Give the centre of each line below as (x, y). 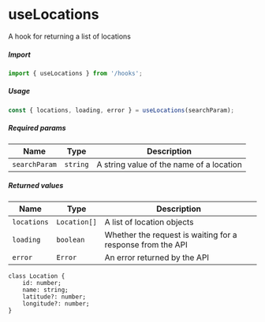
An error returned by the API (157, 257)
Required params (37, 128)
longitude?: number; (56, 303)
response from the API (146, 244)
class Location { (37, 276)
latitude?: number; (54, 297)
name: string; (45, 290)
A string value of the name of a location (169, 165)
